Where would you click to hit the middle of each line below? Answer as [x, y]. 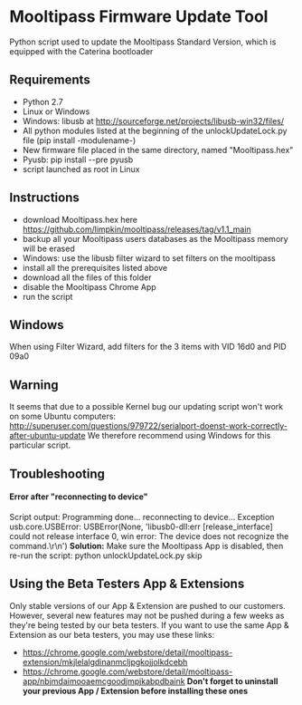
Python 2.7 [42, 101]
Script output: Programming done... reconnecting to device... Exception [142, 517]
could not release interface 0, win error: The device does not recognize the [149, 536]
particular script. [40, 445]
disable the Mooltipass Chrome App [89, 286]
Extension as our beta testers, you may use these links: [112, 634]
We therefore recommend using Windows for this [179, 436]
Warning [34, 385]
